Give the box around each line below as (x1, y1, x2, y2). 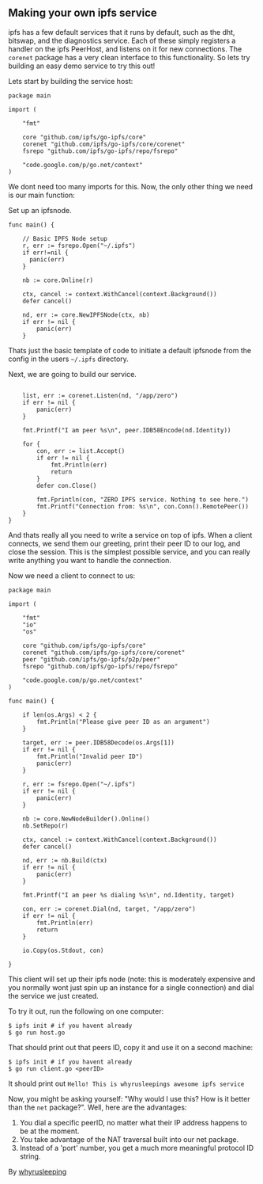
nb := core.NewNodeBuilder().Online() (22, 815, 150, 823)
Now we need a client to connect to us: (8, 570, 136, 581)
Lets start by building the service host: (8, 76, 133, 86)
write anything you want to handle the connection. (8, 555, 172, 565)
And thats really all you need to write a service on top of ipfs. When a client (8, 530, 253, 539)
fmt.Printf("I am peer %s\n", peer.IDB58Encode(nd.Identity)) (22, 426, 231, 434)
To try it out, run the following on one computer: (8, 1006, 164, 1016)
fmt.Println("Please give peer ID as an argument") (36, 718, 211, 725)
